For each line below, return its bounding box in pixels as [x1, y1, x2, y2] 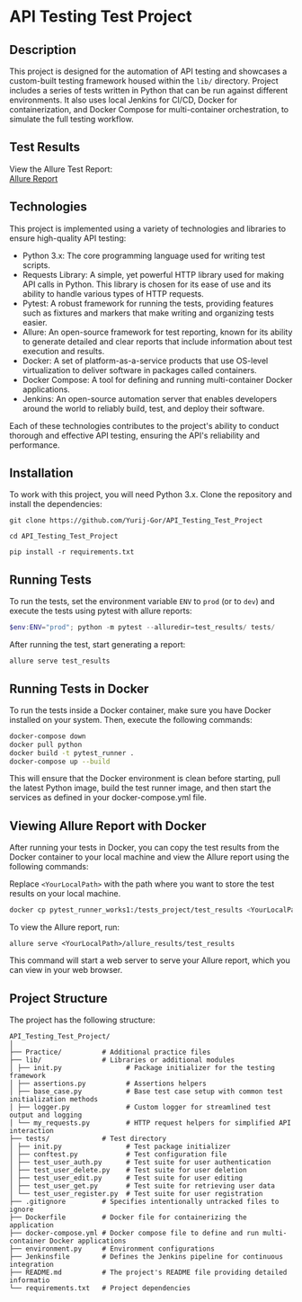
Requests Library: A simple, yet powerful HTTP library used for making [22, 269, 285, 280]
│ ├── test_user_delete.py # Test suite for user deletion [9, 1165, 247, 1174]
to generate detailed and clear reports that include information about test [22, 335, 293, 347]
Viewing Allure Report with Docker [9, 818, 207, 834]
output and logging [9, 1110, 83, 1119]
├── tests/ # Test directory [9, 1134, 167, 1143]
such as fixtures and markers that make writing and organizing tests [22, 308, 274, 318]
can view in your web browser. [9, 965, 123, 976]
